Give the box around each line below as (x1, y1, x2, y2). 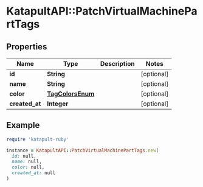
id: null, (12, 153, 36, 159)
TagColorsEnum (46, 90, 95, 98)
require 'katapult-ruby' (6, 136, 69, 143)
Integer (46, 99, 69, 108)
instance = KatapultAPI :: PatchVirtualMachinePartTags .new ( (6, 147, 159, 153)
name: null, (12, 158, 43, 165)
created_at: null (12, 170, 56, 176)
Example (6, 120, 40, 130)
